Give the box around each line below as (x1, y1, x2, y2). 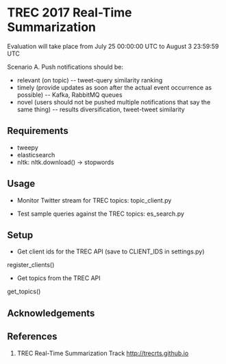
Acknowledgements (7, 307, 95, 319)
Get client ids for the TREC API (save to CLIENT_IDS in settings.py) (16, 247, 205, 255)
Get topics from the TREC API (16, 274, 101, 282)
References (7, 331, 58, 343)
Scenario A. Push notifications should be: (7, 62, 124, 71)
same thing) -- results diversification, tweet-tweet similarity (16, 105, 185, 113)
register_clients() (7, 261, 55, 269)
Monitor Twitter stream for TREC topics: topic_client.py (16, 196, 172, 204)
